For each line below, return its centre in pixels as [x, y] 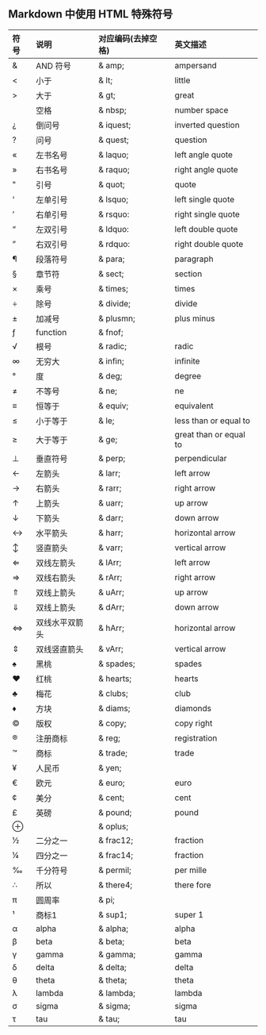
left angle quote [204, 155]
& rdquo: [114, 244]
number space [201, 110]
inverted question [207, 125]
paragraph [194, 259]
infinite [187, 361]
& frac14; [116, 855]
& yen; [110, 768]
